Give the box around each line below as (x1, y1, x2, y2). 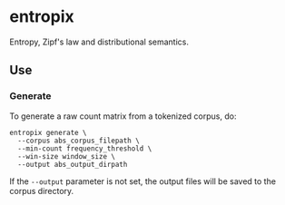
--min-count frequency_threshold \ (17, 143, 152, 153)
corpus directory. (9, 185, 74, 196)
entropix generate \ (9, 128, 88, 137)
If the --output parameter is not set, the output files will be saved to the (9, 175, 277, 187)
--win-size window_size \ (17, 151, 116, 161)
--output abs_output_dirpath (17, 160, 128, 169)
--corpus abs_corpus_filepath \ (17, 136, 141, 145)
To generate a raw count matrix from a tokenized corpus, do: (9, 111, 237, 122)
